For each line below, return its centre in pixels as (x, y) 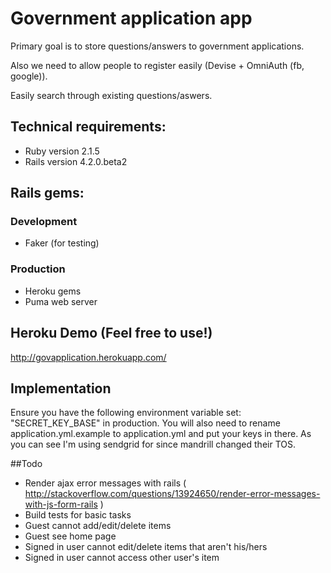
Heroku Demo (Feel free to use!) (111, 333)
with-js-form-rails (61, 504)
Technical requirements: (88, 127)
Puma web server (61, 301)
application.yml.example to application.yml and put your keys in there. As (161, 434)
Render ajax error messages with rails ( (105, 483)
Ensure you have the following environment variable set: (126, 413)
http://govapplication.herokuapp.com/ (88, 357)
